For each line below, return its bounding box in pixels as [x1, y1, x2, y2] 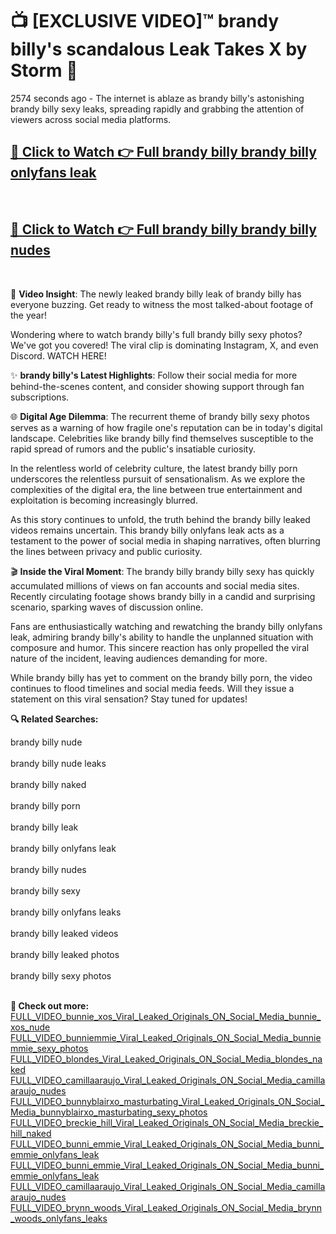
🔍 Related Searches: [10, 713, 99, 725]
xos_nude [10, 1021, 51, 1033]
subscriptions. [10, 391, 70, 403]
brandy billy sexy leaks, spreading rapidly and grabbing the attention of [10, 103, 305, 115]
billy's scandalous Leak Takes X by [10, 38, 308, 61]
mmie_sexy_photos [10, 1042, 89, 1054]
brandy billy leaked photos [10, 948, 120, 960]
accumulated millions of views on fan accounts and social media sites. [10, 579, 300, 592]
